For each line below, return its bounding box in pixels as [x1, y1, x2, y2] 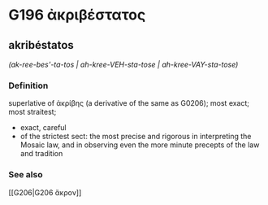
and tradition [19, 149, 63, 159]
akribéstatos [8, 38, 75, 52]
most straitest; [8, 107, 57, 117]
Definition [8, 80, 49, 91]
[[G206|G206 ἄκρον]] [8, 187, 82, 197]
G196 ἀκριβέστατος [8, 6, 146, 24]
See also [8, 169, 43, 181]
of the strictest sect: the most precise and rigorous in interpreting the [19, 132, 252, 142]
